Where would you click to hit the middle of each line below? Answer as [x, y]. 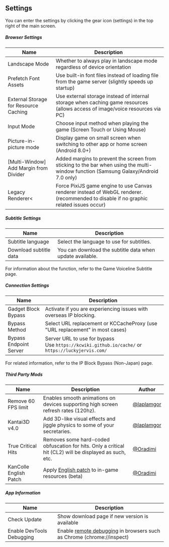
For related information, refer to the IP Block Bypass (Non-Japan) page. [79, 363]
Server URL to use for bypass [80, 338]
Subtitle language [28, 241]
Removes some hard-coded [76, 439]
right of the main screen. [31, 26]
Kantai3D [19, 422]
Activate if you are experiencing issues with [97, 309]
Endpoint [18, 344]
